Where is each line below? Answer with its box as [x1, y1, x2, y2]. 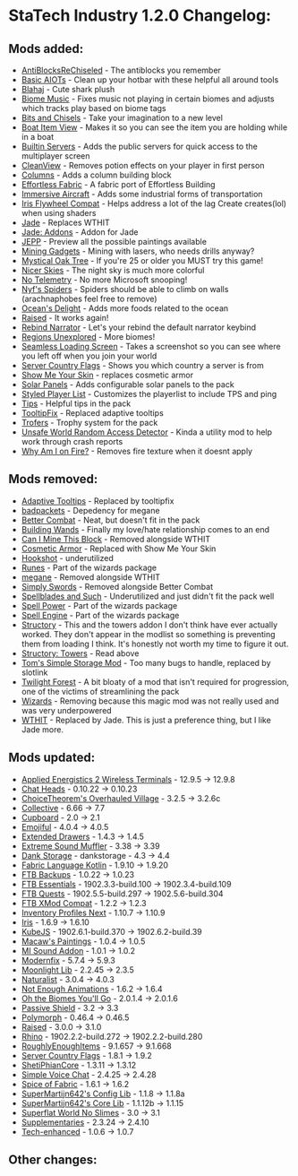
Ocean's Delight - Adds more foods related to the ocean [21, 303, 229, 314]
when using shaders [21, 208, 97, 218]
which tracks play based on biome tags [21, 103, 166, 113]
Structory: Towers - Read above [21, 647, 140, 659]
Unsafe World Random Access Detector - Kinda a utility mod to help [21, 427, 273, 437]
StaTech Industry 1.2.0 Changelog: [8, 5, 272, 26]
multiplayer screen [21, 151, 90, 161]
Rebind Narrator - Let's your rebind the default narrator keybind [21, 322, 257, 333]
